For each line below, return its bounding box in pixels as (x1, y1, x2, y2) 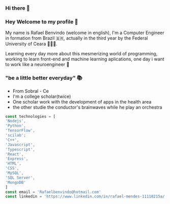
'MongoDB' (5, 180, 26, 185)
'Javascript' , (5, 142, 36, 147)
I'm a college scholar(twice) (12, 93, 71, 99)
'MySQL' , (5, 171, 24, 176)
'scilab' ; (5, 133, 26, 138)
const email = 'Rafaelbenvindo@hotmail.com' (5, 189, 101, 194)
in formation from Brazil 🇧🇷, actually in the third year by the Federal (5, 35, 149, 41)
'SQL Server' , (5, 175, 36, 180)
